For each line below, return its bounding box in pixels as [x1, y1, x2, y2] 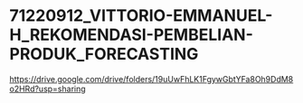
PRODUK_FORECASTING [9, 44, 199, 64]
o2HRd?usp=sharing [9, 83, 86, 94]
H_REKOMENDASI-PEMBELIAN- [9, 24, 253, 45]
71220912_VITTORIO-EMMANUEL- [9, 5, 273, 26]
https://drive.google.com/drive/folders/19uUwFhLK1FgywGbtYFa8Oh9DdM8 [9, 73, 294, 84]
